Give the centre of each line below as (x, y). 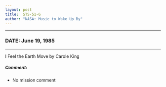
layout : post (19, 10)
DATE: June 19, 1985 (30, 41)
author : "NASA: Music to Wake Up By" (44, 19)
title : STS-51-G (23, 14)
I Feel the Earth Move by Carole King (42, 56)
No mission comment (34, 80)
